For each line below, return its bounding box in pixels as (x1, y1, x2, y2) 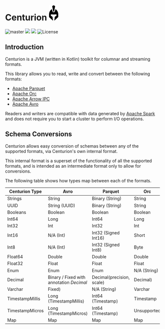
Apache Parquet (12, 85, 45, 91)
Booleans (7, 209, 27, 215)
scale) (91, 279, 105, 285)
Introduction (5, 43, 44, 51)
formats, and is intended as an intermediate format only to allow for (5, 163, 141, 169)
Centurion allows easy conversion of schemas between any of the (5, 143, 139, 149)
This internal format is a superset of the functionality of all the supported (5, 157, 152, 164)
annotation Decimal (48, 279, 87, 285)
